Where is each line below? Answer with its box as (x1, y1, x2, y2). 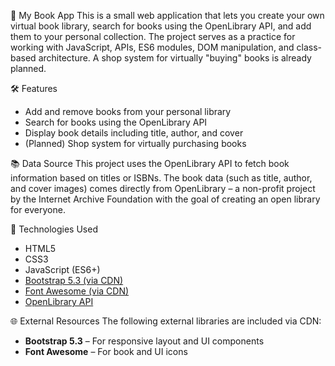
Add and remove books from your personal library (24, 106, 232, 117)
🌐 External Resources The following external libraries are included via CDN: (10, 315, 322, 327)
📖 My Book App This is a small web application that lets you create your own (10, 10, 325, 21)
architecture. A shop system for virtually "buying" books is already (38, 52, 312, 64)
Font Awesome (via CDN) (24, 285, 130, 297)
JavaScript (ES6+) (24, 264, 101, 275)
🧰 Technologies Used (10, 223, 98, 235)
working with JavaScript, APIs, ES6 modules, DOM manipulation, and (10, 41, 295, 53)
